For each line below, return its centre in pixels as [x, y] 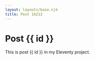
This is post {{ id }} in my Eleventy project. [48, 52]
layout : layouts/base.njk [31, 10]
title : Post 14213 [24, 14]
